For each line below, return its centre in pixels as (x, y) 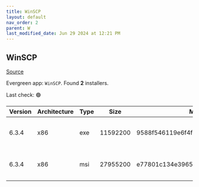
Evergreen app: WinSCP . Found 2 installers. (57, 83)
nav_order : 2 (22, 22)
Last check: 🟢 (24, 94)
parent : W (18, 28)
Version (20, 111)
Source (15, 71)
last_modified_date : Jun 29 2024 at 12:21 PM (63, 34)
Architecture (56, 111)
